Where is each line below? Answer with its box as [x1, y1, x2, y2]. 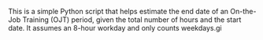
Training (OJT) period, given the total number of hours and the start [22, 15, 242, 24]
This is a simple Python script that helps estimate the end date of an [8, 7, 229, 16]
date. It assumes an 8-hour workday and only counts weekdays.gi [8, 24, 222, 32]
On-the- [230, 7, 257, 16]
